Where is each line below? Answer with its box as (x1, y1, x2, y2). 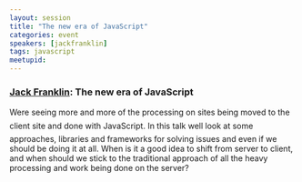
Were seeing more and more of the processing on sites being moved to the (9, 106, 290, 118)
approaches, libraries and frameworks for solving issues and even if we (9, 134, 277, 145)
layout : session (9, 13, 71, 23)
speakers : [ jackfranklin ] (9, 38, 107, 48)
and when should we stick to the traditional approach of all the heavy (9, 153, 268, 164)
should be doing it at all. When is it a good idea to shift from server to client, (9, 143, 294, 155)
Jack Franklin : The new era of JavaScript (9, 86, 194, 98)
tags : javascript (9, 47, 75, 56)
